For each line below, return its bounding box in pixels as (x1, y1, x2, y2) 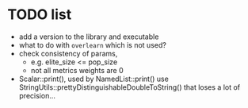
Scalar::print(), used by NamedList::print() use (18, 74, 170, 83)
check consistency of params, (18, 48, 118, 58)
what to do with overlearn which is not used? (18, 40, 167, 49)
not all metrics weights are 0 (30, 65, 124, 75)
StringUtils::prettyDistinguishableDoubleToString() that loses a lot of (18, 82, 241, 92)
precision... (18, 91, 56, 100)
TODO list (7, 6, 72, 24)
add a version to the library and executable (18, 32, 159, 41)
